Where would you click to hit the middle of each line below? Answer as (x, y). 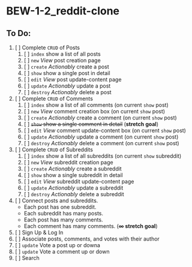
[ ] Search (27, 258)
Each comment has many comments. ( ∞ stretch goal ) (91, 226)
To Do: (19, 33)
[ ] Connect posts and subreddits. (56, 200)
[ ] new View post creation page (62, 60)
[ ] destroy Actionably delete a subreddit (74, 194)
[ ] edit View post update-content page (73, 79)
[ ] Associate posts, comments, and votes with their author (87, 239)
